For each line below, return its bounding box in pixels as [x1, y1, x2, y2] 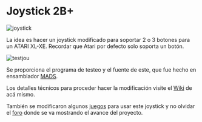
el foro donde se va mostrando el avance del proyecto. [6, 109, 143, 116]
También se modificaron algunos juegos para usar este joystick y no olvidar [6, 102, 195, 110]
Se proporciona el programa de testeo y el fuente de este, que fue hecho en [6, 66, 197, 73]
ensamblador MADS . [6, 72, 58, 80]
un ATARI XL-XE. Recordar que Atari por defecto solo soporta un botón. [6, 42, 184, 50]
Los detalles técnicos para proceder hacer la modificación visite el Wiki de [6, 84, 192, 92]
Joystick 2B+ [6, 4, 74, 18]
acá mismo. [6, 90, 35, 98]
